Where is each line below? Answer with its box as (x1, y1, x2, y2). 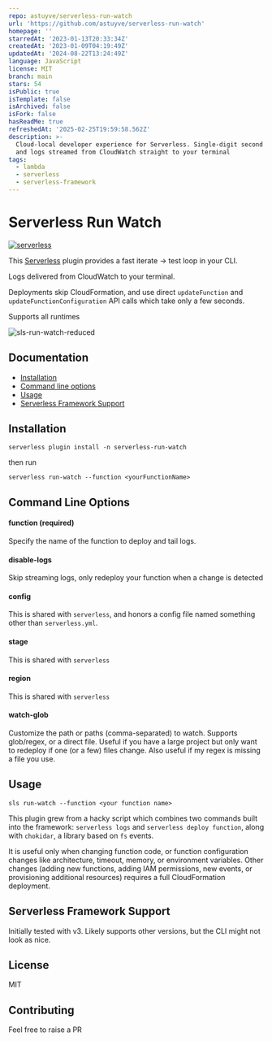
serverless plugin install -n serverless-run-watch (8, 444, 187, 452)
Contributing (8, 1003, 75, 1017)
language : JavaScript (8, 58, 82, 66)
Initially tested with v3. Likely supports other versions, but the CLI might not (8, 926, 261, 935)
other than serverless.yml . (8, 618, 98, 628)
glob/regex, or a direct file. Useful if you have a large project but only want (8, 737, 257, 747)
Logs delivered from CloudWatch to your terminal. (8, 271, 176, 281)
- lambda (15, 163, 45, 171)
